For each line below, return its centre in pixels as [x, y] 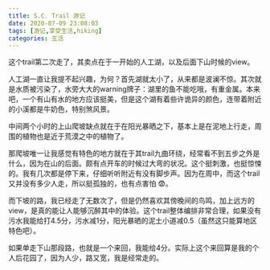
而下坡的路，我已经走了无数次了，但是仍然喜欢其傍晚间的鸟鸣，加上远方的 [131, 201]
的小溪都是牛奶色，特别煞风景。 [61, 109]
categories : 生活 [36, 38]
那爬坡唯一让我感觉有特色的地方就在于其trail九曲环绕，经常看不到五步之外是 [134, 153]
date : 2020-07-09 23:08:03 [53, 23]
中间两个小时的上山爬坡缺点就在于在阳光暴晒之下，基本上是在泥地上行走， [131, 126]
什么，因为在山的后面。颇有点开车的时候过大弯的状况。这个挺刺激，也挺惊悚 [135, 164]
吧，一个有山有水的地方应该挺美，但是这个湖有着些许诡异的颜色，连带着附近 [135, 99]
